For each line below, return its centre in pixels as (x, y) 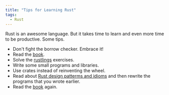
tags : (11, 15)
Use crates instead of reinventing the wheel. (59, 71)
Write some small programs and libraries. (56, 65)
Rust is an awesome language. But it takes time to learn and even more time (85, 34)
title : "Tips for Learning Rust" (41, 10)
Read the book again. (35, 87)
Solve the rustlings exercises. (44, 60)
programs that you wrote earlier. (46, 81)
